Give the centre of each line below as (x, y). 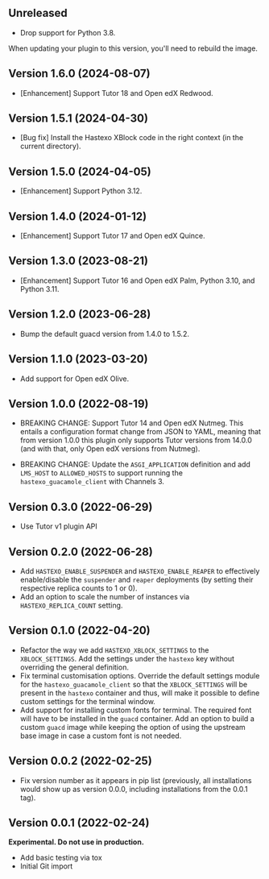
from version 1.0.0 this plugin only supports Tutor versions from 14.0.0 (136, 440)
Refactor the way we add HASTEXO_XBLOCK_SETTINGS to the (114, 650)
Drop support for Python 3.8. (68, 32)
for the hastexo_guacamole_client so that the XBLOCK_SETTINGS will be (134, 684)
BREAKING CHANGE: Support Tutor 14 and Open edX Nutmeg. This (132, 423)
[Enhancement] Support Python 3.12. (81, 191)
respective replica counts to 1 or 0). (79, 588)
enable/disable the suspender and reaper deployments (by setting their (137, 579)
